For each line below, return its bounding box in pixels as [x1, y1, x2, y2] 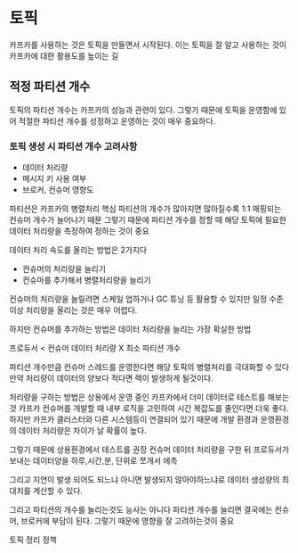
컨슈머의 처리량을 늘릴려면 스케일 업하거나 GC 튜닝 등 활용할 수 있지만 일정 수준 [9, 293, 284, 304]
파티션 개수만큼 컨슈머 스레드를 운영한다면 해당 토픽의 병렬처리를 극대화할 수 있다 [9, 362, 290, 373]
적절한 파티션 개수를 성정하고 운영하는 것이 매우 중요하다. [18, 115, 216, 126]
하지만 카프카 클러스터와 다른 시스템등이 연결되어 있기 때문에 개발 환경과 [9, 414, 259, 425]
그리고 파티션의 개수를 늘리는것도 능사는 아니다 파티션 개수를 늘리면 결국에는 [9, 505, 273, 516]
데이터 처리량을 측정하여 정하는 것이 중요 [9, 226, 149, 236]
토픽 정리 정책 [9, 534, 58, 545]
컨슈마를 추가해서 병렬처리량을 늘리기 [21, 275, 151, 285]
